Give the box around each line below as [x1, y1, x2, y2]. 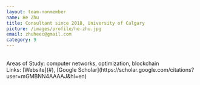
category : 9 [6, 37, 36, 43]
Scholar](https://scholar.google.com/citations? [78, 66, 195, 73]
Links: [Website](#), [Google [6, 66, 77, 73]
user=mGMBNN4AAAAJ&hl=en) [6, 73, 87, 80]
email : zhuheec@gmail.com [6, 31, 72, 37]
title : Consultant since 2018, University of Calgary [6, 20, 145, 26]
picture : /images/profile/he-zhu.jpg [6, 25, 102, 32]
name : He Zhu [6, 14, 39, 20]
